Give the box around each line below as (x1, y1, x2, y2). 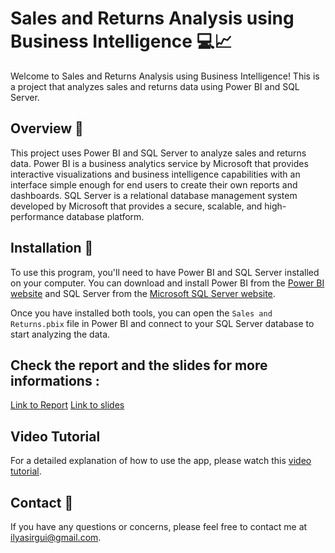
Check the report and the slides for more (10, 357, 268, 374)
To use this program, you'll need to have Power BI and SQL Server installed (10, 266, 320, 278)
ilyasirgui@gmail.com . (10, 532, 102, 543)
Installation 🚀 (10, 240, 94, 257)
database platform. (66, 210, 145, 222)
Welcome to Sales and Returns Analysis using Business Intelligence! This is (10, 70, 320, 82)
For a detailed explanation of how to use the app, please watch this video (10, 455, 312, 467)
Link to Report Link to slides (10, 399, 125, 411)
